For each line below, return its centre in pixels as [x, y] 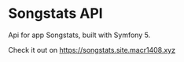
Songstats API [56, 14]
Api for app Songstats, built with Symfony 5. [79, 35]
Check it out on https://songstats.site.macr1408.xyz [92, 50]
